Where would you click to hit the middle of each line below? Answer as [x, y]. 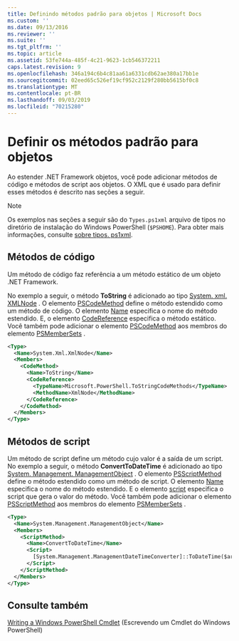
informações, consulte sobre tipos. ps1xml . [70, 234]
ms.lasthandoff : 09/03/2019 [49, 100]
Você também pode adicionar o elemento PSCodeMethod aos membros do [117, 325]
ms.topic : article [34, 54]
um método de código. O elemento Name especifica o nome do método [112, 311]
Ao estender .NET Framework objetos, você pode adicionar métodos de [112, 177]
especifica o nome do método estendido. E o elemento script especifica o [116, 489]
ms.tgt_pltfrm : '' [34, 47]
